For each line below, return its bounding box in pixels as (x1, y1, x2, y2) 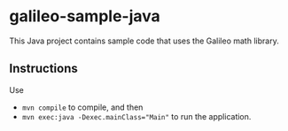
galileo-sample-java (9, 6, 161, 27)
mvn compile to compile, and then (21, 102, 144, 112)
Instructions (9, 61, 78, 76)
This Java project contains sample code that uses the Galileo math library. (9, 35, 279, 46)
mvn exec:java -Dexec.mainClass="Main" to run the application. (21, 111, 252, 121)
